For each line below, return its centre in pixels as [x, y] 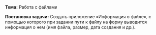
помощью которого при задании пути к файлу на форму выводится [76, 22]
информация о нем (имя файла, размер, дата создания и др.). [70, 27]
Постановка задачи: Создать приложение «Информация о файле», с [78, 17]
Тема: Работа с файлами [31, 7]
